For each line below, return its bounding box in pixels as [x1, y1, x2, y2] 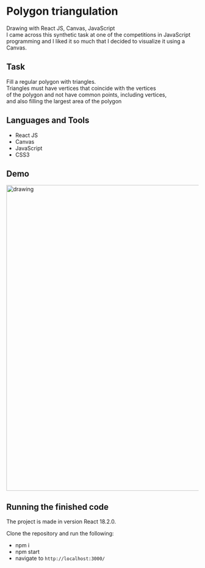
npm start [15, 548, 40, 556]
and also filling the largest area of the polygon [6, 97, 122, 105]
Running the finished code [6, 501, 109, 512]
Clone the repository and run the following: [6, 530, 114, 537]
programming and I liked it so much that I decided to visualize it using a [6, 37, 185, 45]
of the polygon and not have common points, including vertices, [6, 90, 167, 98]
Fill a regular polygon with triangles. [6, 78, 96, 85]
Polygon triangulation [6, 4, 118, 18]
